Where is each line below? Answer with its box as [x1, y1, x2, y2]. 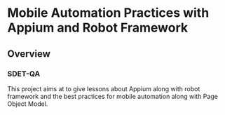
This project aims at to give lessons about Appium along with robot [7, 84, 200, 93]
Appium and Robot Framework [7, 20, 188, 36]
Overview [7, 48, 51, 60]
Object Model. [7, 100, 48, 108]
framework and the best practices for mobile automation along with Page [7, 92, 219, 100]
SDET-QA [7, 69, 41, 79]
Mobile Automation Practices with [7, 5, 210, 21]
